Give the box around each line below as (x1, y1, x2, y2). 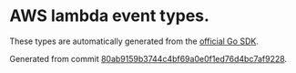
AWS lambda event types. (9, 5, 209, 26)
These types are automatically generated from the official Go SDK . (9, 36, 260, 47)
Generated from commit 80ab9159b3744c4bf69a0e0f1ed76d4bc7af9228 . (9, 53, 288, 64)
